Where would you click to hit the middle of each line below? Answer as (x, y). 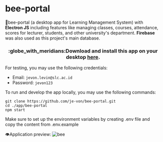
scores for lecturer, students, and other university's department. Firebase (80, 33)
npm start (15, 110)
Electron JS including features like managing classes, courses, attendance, (82, 27)
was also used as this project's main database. (53, 38)
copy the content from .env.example (42, 125)
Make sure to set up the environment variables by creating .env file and (78, 119)
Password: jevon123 (32, 83)
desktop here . (83, 57)
